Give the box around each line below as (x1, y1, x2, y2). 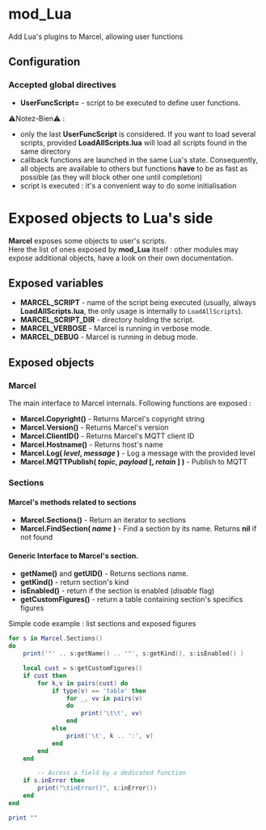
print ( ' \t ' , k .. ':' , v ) (65, 731, 154, 740)
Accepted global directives (8, 79, 117, 91)
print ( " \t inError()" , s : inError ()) (37, 784, 158, 793)
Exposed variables (8, 276, 103, 290)
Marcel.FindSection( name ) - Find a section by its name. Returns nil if (19, 523, 257, 534)
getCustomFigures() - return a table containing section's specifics (19, 595, 243, 604)
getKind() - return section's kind (19, 578, 129, 587)
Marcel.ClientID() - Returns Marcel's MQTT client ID (19, 431, 195, 441)
